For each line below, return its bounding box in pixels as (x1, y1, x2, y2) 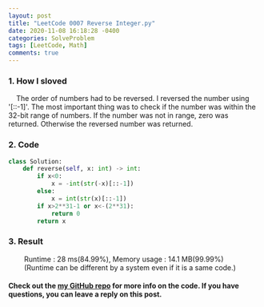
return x (37, 217, 66, 225)
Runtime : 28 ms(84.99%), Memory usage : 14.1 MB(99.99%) (23, 254, 224, 264)
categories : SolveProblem (8, 34, 94, 42)
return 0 (50, 209, 81, 217)
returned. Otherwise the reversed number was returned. (8, 119, 194, 129)
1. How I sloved (8, 75, 68, 87)
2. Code (8, 139, 40, 151)
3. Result (8, 236, 44, 247)
